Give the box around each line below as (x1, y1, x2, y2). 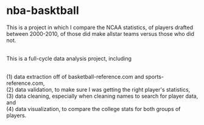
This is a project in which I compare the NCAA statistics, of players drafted (6, 24, 194, 31)
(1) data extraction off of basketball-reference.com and (6, 73, 144, 80)
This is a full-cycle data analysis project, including (6, 55, 132, 62)
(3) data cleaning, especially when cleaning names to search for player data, (6, 92, 199, 100)
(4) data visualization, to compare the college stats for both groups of (6, 105, 181, 112)
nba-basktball (6, 4, 79, 18)
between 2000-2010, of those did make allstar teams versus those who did (6, 30, 195, 37)
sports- (145, 73, 164, 80)
